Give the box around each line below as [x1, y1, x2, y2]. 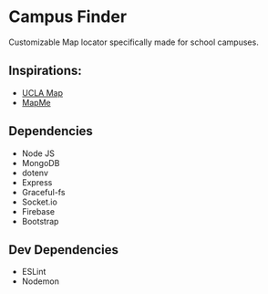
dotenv [21, 167, 49, 178]
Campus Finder [8, 6, 128, 27]
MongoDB [21, 157, 60, 168]
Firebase [21, 205, 56, 216]
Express [21, 176, 53, 188]
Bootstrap [21, 215, 59, 226]
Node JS [21, 148, 56, 159]
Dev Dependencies [8, 242, 119, 257]
